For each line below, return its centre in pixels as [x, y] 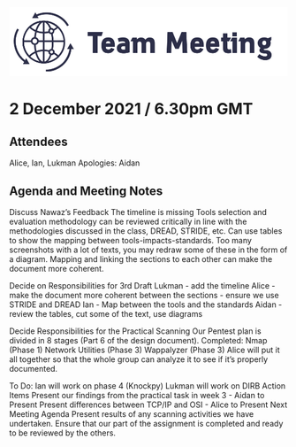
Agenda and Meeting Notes [86, 191]
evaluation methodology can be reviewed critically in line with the [128, 222]
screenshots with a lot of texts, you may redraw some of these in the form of [148, 250]
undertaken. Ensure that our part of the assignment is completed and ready [146, 424]
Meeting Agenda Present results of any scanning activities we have [132, 414]
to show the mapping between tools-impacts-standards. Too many [130, 241]
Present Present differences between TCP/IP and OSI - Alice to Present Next [148, 405]
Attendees [38, 141]
